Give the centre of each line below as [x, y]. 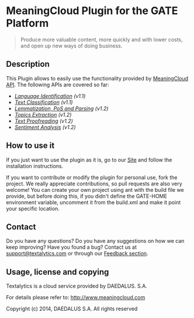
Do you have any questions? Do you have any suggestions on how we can [95, 241]
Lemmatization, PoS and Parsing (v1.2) [61, 108]
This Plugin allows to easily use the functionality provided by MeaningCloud [97, 78]
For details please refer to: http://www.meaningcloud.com [76, 297]
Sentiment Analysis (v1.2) [45, 127]
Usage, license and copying [58, 272]
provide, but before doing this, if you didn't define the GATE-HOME [87, 196]
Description [28, 64]
